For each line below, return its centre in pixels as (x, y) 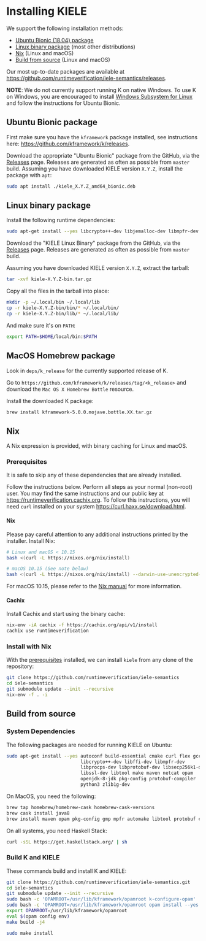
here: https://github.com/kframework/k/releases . (68, 144)
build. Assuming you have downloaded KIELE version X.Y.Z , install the (94, 168)
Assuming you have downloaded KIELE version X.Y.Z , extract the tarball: (98, 268)
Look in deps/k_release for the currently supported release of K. (87, 371)
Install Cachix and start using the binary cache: (66, 614)
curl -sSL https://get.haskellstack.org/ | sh (67, 842)
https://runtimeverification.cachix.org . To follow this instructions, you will (98, 500)
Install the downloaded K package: (50, 401)
